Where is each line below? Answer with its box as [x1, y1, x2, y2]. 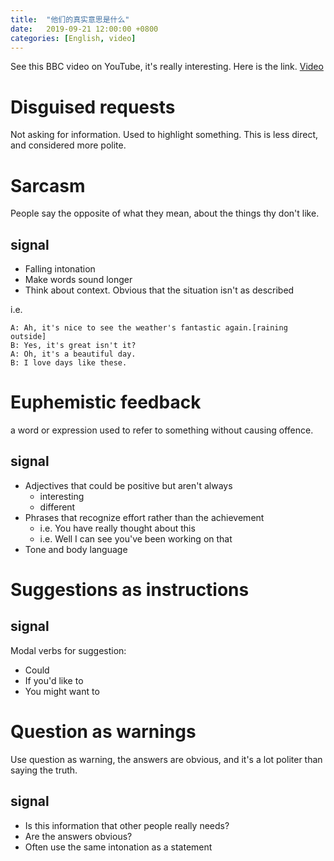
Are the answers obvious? [24, 830, 133, 842]
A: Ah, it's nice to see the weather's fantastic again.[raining [10, 323, 288, 333]
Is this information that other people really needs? [24, 819, 230, 831]
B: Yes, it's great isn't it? [10, 341, 137, 351]
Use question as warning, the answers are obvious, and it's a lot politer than [10, 753, 323, 765]
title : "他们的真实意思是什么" [10, 14, 130, 25]
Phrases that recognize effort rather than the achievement [24, 511, 265, 523]
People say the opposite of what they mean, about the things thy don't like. [10, 207, 320, 220]
